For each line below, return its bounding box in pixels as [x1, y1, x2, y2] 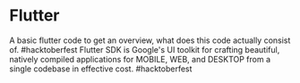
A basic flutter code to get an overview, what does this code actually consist [9, 35, 291, 46]
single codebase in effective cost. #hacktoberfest [9, 63, 193, 74]
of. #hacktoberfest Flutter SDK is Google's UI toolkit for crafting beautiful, [9, 44, 280, 54]
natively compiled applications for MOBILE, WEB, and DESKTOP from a [9, 54, 271, 64]
